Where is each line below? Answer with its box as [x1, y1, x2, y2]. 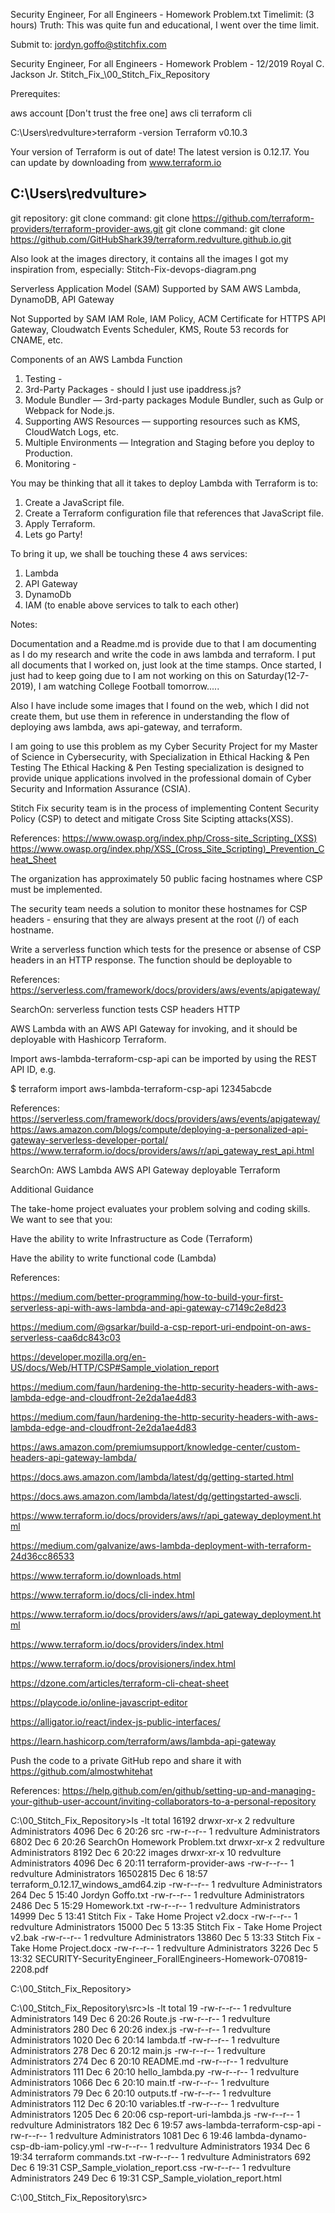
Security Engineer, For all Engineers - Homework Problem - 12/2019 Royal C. [10, 58, 325, 69]
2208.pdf [10, 1963, 49, 1975]
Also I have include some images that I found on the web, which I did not [10, 699, 310, 711]
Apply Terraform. [24, 517, 96, 529]
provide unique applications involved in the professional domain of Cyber [10, 772, 312, 784]
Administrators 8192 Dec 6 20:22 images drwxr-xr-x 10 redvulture [10, 1846, 282, 1858]
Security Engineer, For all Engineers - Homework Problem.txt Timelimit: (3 [10, 9, 315, 20]
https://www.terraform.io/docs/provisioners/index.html [10, 1657, 236, 1669]
